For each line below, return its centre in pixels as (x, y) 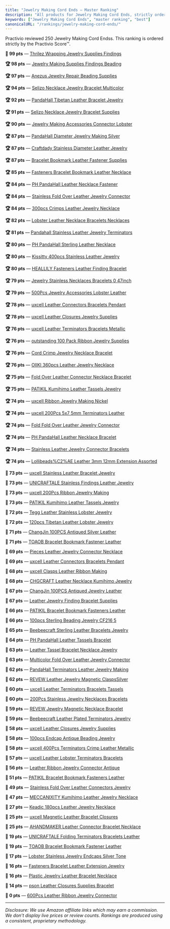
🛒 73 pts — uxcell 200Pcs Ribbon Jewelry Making (57, 493)
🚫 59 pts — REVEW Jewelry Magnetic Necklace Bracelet (64, 709)
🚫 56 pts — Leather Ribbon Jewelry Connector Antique (62, 768)
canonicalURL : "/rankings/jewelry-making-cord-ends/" (63, 24)
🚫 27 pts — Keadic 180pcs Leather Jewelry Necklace (60, 807)
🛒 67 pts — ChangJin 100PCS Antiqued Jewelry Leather (64, 591)
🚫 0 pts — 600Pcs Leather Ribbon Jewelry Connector (61, 896)
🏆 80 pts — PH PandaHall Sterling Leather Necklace (60, 244)
